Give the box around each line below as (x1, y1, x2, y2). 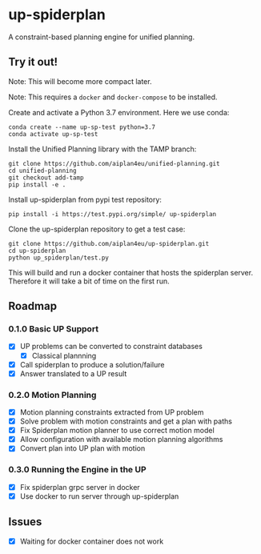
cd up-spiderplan (8, 247, 66, 255)
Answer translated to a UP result (19, 368, 127, 378)
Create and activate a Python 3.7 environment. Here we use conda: (8, 107, 230, 117)
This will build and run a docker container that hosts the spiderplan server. (8, 267, 254, 277)
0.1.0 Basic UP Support (8, 323, 98, 335)
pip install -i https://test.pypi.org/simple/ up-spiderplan (8, 210, 217, 218)
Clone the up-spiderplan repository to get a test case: (8, 224, 186, 234)
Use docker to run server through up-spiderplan (19, 491, 179, 501)
